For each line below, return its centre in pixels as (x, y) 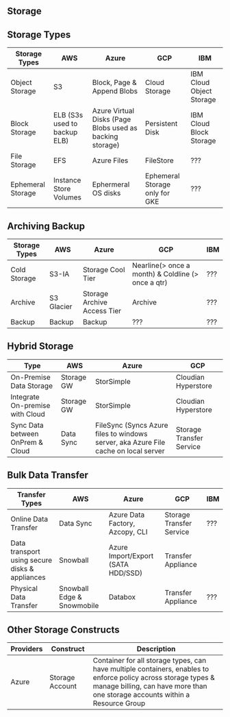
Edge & (71, 597)
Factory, (122, 523)
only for (157, 193)
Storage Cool (104, 270)
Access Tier (102, 311)
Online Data (29, 519)
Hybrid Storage (40, 347)
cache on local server (130, 450)
